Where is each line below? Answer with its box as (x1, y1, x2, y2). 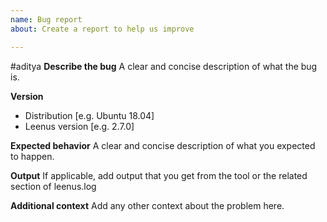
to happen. (10, 150, 55, 162)
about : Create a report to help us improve (10, 24, 195, 34)
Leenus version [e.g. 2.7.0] (24, 120, 135, 132)
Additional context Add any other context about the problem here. (10, 199, 285, 211)
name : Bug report (10, 14, 83, 25)
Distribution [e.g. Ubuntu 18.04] (24, 109, 155, 121)
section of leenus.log (10, 180, 97, 192)
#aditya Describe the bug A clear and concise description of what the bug (10, 60, 318, 72)
